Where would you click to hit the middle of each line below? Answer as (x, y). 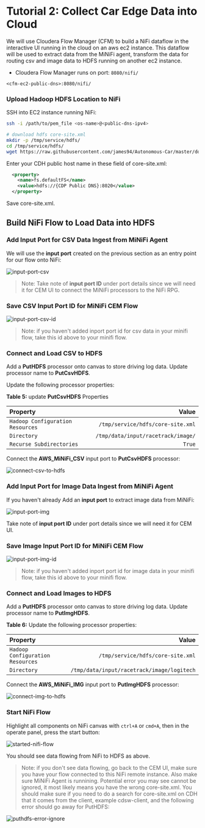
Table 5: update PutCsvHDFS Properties (57, 397)
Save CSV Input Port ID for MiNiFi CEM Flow (72, 306)
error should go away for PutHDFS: (65, 807)
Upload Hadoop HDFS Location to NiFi (63, 99)
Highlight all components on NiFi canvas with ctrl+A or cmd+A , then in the (98, 725)
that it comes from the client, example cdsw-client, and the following (107, 800)
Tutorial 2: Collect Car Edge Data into (102, 11)
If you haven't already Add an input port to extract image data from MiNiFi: (100, 500)
